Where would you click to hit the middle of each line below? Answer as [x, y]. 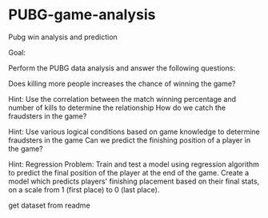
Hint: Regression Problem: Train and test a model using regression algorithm [134, 164]
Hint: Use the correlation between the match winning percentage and [122, 99]
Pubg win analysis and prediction [63, 37]
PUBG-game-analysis [82, 15]
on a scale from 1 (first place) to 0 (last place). [84, 189]
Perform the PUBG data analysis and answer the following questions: [122, 68]
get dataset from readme [49, 205]
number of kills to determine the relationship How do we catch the [117, 107]
